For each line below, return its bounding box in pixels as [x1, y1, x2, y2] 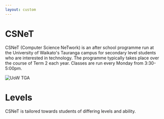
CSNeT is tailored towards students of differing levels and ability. [5, 108, 136, 114]
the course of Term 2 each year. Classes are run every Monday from [5, 60, 144, 66]
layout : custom [5, 7, 36, 12]
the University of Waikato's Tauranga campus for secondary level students [5, 49, 156, 55]
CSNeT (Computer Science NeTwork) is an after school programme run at [5, 45, 154, 50]
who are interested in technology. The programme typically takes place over [5, 55, 160, 61]
